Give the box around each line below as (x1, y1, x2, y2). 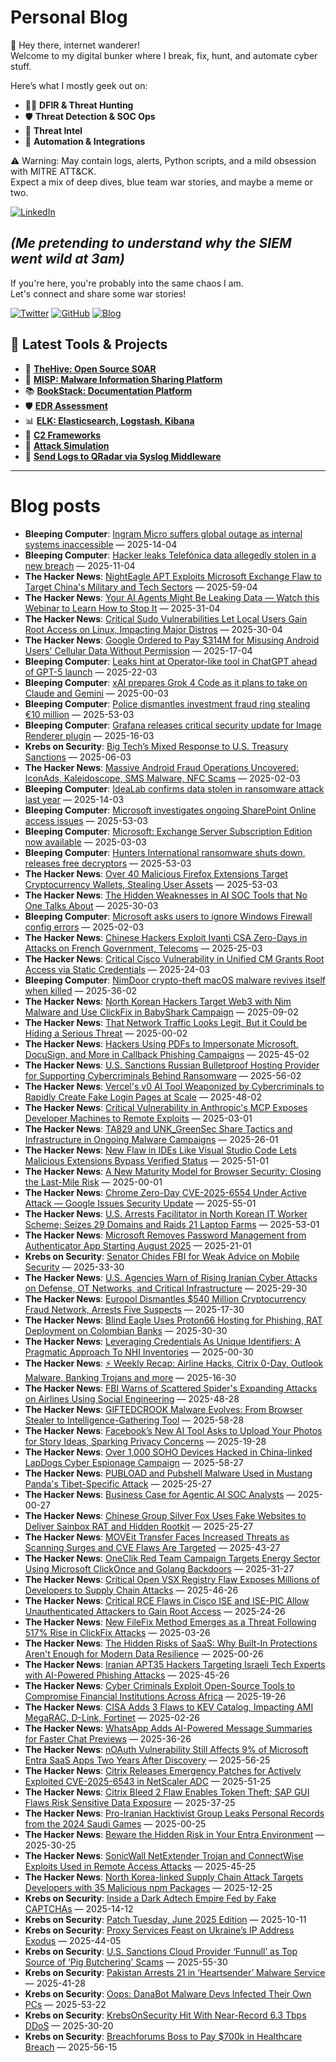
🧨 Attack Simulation (24, 439, 110, 451)
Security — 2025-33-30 (24, 1261, 125, 1273)
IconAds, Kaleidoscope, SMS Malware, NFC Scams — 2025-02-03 (24, 772, 301, 784)
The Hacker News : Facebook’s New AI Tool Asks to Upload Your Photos (24, 1424, 323, 1436)
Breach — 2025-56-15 (24, 2041, 118, 2053)
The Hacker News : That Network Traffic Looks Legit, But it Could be (24, 1016, 308, 1028)
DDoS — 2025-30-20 (24, 2019, 114, 2031)
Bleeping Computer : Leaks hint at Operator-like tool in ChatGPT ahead (24, 655, 318, 667)
